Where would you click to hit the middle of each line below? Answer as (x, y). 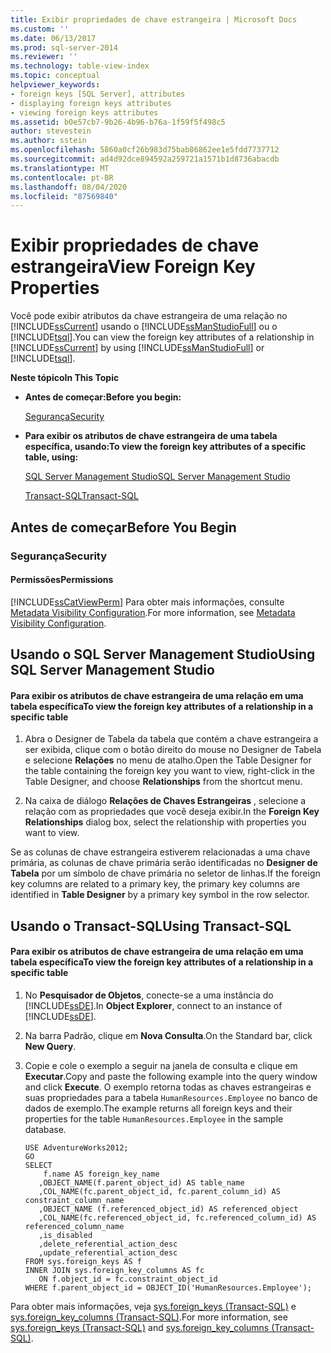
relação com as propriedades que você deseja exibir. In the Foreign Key (172, 812)
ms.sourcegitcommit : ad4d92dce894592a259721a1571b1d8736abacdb (145, 159)
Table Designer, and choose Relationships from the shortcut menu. (163, 782)
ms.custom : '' (40, 29)
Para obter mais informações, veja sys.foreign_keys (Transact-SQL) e (153, 1306)
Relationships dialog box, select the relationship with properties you (165, 822)
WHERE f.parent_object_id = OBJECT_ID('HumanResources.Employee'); (168, 1287)
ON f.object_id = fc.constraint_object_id (128, 1279)
